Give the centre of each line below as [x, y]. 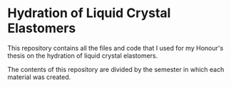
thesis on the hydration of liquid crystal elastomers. [83, 56]
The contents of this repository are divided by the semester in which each [116, 69]
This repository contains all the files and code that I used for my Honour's [115, 48]
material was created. [39, 77]
